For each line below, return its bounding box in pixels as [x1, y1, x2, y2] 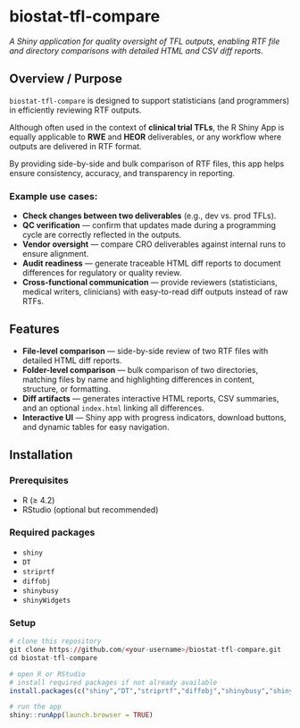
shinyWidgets [21, 596, 71, 605]
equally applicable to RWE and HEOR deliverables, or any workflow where [9, 131, 282, 142]
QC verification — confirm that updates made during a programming [21, 220, 277, 231]
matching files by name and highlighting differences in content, [21, 374, 254, 385]
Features [9, 322, 60, 337]
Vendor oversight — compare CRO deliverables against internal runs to [21, 239, 286, 250]
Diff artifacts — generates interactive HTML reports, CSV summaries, [21, 393, 279, 403]
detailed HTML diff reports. [21, 355, 122, 366]
